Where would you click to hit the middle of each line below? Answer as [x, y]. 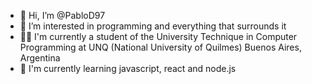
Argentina [40, 58]
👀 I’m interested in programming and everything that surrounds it [153, 26]
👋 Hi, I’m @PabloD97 [62, 15]
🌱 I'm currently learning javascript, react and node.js [128, 68]
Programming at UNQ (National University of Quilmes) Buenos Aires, [160, 47]
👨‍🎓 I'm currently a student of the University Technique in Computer [158, 36]
